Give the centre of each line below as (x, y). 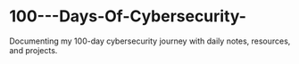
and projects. (33, 50)
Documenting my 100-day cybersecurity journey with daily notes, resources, (150, 41)
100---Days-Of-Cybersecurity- (128, 16)
